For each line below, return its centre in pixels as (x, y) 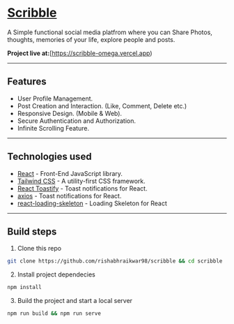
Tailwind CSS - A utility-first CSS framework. (81, 181)
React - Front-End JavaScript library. (70, 173)
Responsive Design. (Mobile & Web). (70, 113)
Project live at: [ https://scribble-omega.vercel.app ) (80, 53)
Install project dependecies (56, 274)
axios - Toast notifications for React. (69, 196)
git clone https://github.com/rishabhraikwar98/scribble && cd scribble (115, 261)
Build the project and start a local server (75, 301)
